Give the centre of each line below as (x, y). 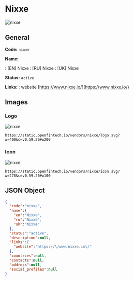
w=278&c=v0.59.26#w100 (28, 176)
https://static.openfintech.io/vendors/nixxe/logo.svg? (62, 135)
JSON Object (25, 190)
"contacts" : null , (27, 260)
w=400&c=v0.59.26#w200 (28, 140)
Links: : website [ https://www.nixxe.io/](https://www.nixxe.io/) (67, 87)
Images (16, 102)
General (17, 38)
